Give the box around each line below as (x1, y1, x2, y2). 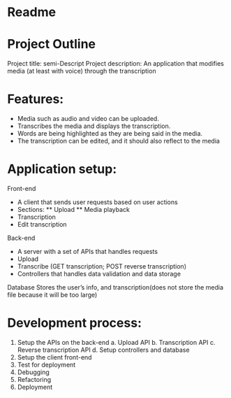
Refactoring (17, 375, 52, 383)
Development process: (7, 315, 142, 331)
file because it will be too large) (7, 291, 98, 299)
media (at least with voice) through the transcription (7, 67, 156, 76)
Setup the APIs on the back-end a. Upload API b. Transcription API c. (17, 338, 216, 346)
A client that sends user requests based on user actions (17, 198, 178, 206)
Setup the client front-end (17, 353, 92, 361)
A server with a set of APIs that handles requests (17, 248, 158, 255)
